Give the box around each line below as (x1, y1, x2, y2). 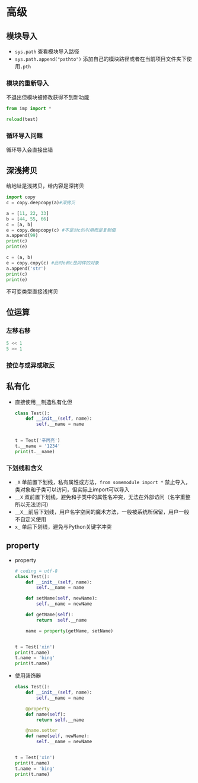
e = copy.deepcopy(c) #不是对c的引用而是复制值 (6, 227, 116, 233)
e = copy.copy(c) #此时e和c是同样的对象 (6, 260, 100, 266)
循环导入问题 (6, 132, 43, 140)
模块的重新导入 (6, 79, 49, 87)
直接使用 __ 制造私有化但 (14, 398, 73, 405)
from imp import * (6, 105, 52, 112)
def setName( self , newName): (25, 595, 98, 601)
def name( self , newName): (25, 733, 90, 739)
